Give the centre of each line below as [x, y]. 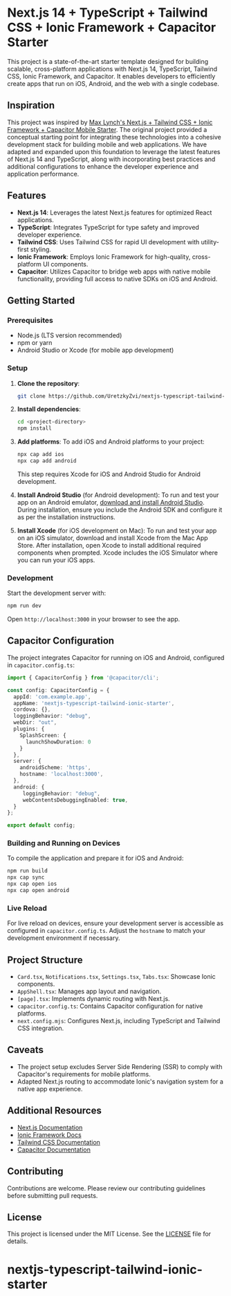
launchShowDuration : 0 [58, 742]
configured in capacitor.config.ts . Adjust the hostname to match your [107, 931]
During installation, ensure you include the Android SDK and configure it [120, 510]
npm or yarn [35, 343]
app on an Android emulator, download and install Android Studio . [111, 502]
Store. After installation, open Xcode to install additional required [109, 545]
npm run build [28, 871]
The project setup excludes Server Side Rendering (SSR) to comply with [120, 1066]
